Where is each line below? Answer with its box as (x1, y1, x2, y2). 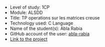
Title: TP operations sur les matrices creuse (9, 15, 100, 20)
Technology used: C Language (9, 20, 73, 26)
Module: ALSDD (9, 9, 43, 15)
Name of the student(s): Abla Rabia (9, 25, 82, 31)
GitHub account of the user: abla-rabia (9, 31, 90, 36)
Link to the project (9, 36, 47, 42)
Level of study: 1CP (9, 4, 50, 10)
